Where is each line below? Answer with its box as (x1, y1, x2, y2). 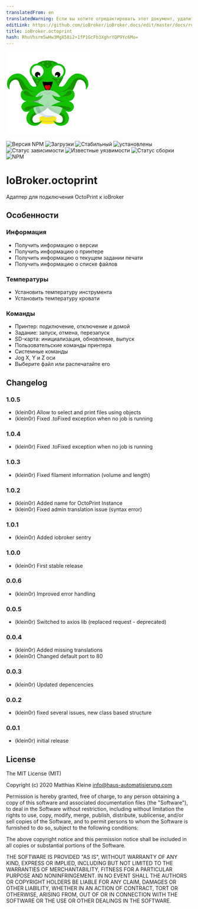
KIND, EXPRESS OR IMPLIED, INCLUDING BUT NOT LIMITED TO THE (6, 859, 173, 867)
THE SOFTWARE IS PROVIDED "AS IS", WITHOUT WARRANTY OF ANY (6, 854, 178, 861)
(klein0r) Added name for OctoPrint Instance (14, 499, 123, 506)
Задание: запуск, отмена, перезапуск (14, 329, 110, 336)
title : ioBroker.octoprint (6, 28, 72, 34)
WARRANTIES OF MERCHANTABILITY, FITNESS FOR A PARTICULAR (6, 866, 173, 873)
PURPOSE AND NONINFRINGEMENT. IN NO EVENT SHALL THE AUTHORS (6, 872, 187, 879)
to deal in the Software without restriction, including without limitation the (6, 806, 184, 813)
